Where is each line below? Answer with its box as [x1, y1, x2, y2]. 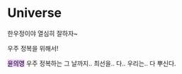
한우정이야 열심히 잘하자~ [7, 29, 78, 37]
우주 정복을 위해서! [7, 44, 59, 52]
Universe [7, 5, 62, 21]
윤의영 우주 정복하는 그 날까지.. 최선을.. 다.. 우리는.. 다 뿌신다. [7, 58, 176, 68]
